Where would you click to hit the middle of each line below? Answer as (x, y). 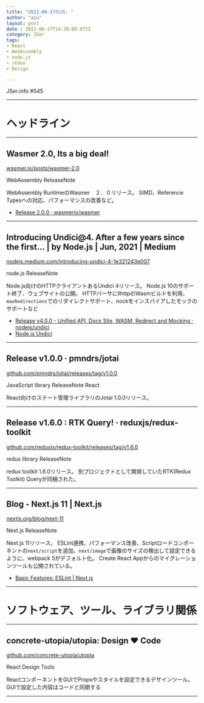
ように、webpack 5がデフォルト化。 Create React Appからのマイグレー (96, 558)
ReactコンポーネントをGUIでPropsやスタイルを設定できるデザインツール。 (100, 680)
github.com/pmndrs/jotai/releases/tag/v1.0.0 (62, 373)
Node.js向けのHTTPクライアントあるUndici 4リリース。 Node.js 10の (92, 285)
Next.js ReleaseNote (32, 531)
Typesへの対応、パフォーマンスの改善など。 (62, 200)
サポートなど (22, 309)
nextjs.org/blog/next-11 (35, 519)
